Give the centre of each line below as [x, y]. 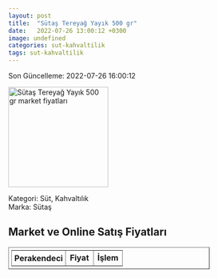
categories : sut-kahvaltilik [57, 46]
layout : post [30, 16]
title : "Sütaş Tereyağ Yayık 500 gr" [73, 23]
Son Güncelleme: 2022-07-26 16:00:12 [72, 76]
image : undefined [37, 38]
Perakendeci [39, 258]
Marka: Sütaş [30, 207]
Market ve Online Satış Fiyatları [88, 232]
